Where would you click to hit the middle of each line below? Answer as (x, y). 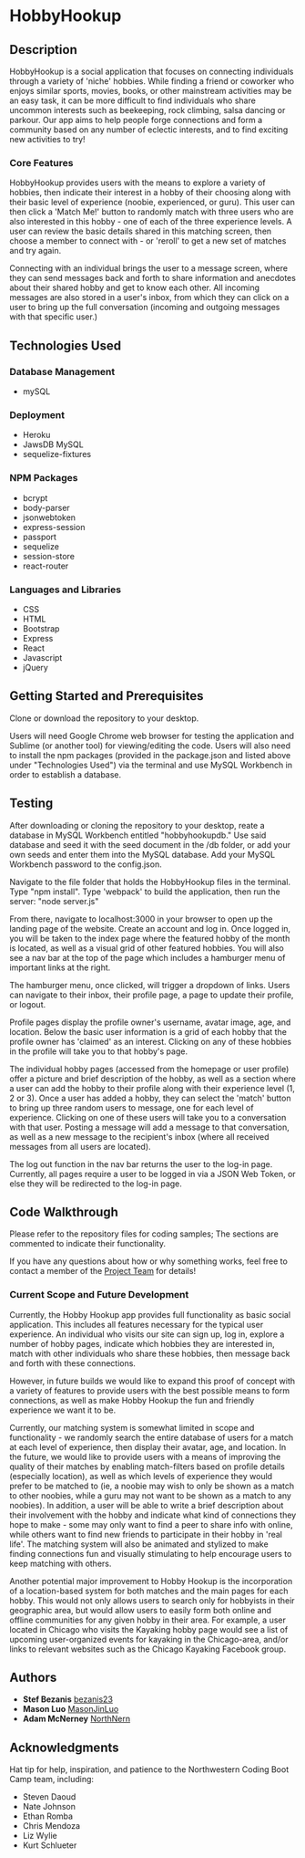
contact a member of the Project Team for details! (103, 1271)
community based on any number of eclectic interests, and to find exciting (149, 130)
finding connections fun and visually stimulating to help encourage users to (151, 1553)
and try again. (36, 251)
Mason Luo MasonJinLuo (71, 1709)
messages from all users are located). (81, 1146)
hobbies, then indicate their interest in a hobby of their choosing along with (150, 193)
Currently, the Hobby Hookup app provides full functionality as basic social (150, 1314)
